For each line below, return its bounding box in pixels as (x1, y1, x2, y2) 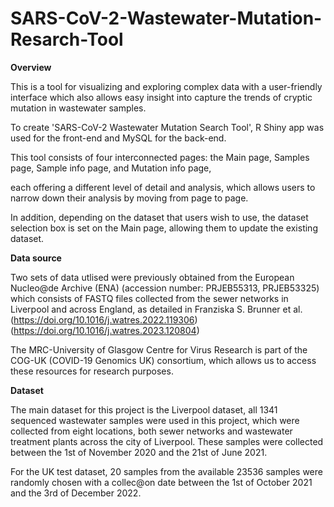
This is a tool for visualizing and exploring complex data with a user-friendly (10, 80, 323, 92)
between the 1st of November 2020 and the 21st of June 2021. (10, 446, 268, 458)
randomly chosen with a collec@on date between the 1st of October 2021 (10, 476, 313, 488)
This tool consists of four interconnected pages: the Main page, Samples (10, 151, 310, 163)
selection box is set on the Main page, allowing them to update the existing (10, 222, 318, 234)
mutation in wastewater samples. (10, 102, 147, 114)
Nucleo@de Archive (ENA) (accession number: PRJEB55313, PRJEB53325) (10, 282, 320, 294)
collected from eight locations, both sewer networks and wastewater (10, 425, 293, 437)
